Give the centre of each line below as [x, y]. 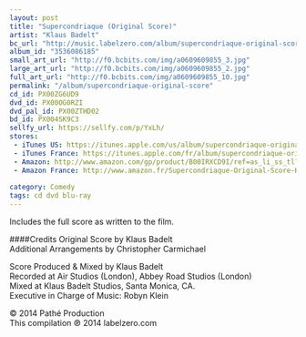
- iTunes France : [46, 153]
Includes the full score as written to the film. [92, 221]
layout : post [34, 18]
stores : [24, 137]
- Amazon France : [46, 170]
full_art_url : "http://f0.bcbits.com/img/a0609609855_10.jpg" [130, 77]
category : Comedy [42, 188]
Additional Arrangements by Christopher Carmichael [108, 249]
